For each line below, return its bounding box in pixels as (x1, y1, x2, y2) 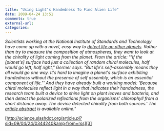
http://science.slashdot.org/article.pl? (6, 115, 82, 121)
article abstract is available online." (5, 106, 77, 112)
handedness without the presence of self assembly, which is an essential (5, 75, 153, 81)
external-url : (5, 20, 34, 26)
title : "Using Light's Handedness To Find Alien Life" (5, 7, 119, 12)
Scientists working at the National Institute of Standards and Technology (5, 38, 152, 44)
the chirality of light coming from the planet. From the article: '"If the (5, 54, 143, 60)
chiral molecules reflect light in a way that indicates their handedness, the (5, 85, 154, 91)
